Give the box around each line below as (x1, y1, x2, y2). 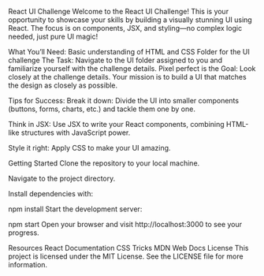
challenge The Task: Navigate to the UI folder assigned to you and (8, 55, 223, 65)
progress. (8, 228, 39, 237)
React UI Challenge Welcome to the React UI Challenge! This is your (8, 7, 229, 16)
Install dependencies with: (8, 189, 94, 198)
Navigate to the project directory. (8, 173, 116, 183)
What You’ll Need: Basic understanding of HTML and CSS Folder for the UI (8, 47, 250, 56)
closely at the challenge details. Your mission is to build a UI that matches (8, 73, 247, 81)
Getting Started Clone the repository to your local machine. (8, 159, 200, 168)
